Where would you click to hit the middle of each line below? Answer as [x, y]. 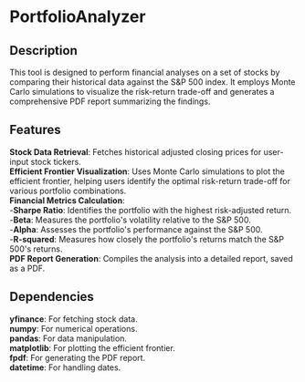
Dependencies [52, 297]
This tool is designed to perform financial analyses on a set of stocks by [145, 72]
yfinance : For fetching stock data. [74, 319]
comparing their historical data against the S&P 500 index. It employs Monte [152, 82]
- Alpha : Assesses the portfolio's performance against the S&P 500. [136, 229]
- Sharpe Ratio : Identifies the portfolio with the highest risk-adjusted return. [151, 210]
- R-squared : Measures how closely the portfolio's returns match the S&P [147, 239]
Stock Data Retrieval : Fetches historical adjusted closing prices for [136, 151]
